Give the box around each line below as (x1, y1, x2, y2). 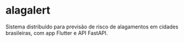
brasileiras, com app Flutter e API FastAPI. (5, 29, 108, 36)
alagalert (5, 4, 51, 17)
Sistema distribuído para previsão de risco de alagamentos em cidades (5, 23, 179, 30)
